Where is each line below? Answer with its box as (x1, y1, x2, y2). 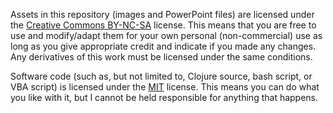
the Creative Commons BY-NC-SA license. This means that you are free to (10, 19, 317, 31)
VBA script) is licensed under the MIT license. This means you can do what (10, 81, 320, 93)
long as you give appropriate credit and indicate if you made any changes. (10, 40, 317, 52)
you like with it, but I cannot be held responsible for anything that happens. (10, 92, 319, 103)
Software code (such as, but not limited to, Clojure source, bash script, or (10, 70, 313, 82)
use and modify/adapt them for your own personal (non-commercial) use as (10, 30, 323, 41)
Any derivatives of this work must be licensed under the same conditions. (10, 51, 313, 63)
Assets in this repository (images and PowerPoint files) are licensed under (10, 9, 315, 20)
